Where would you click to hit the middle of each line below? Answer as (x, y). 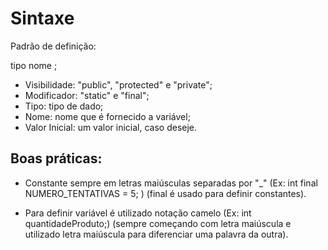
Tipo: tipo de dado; (64, 106)
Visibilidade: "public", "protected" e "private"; (118, 84)
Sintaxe (42, 18)
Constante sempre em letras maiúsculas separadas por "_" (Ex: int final (171, 183)
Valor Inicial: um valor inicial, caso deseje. (111, 127)
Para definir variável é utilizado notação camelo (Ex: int (138, 213)
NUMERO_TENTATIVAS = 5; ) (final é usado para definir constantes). (165, 193)
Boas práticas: (56, 158)
